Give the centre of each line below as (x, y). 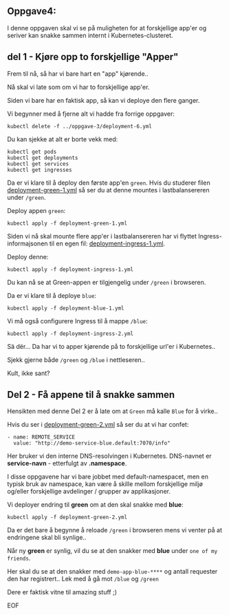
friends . (19, 558)
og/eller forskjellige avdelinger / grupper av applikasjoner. (89, 492)
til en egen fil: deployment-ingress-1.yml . (107, 243)
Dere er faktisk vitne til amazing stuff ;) (62, 592)
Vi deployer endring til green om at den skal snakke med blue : (95, 505)
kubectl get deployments (43, 158)
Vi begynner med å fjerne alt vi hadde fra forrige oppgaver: (91, 114)
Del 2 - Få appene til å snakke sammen (91, 395)
